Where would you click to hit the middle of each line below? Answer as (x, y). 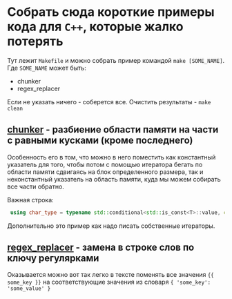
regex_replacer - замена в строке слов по (101, 248)
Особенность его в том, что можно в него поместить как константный (112, 157)
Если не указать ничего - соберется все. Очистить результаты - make (109, 102)
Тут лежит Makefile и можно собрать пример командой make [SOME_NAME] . (116, 60)
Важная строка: (30, 200)
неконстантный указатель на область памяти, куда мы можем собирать (114, 179)
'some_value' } (29, 289)
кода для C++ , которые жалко (95, 27)
